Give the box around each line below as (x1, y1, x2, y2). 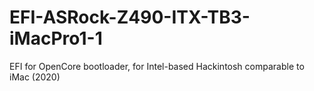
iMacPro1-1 (9, 27, 103, 50)
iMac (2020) (9, 71, 61, 83)
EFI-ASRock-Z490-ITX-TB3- (9, 6, 251, 29)
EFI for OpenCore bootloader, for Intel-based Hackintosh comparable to (9, 60, 305, 72)
